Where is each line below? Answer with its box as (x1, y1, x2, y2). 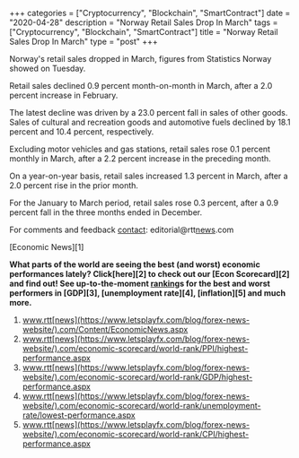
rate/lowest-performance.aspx (22, 410, 136, 420)
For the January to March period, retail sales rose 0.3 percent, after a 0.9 (9, 197, 279, 208)
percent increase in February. (9, 90, 119, 100)
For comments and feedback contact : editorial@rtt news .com (9, 224, 234, 235)
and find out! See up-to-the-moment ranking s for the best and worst (9, 278, 271, 289)
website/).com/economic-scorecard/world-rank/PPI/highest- (22, 343, 249, 353)
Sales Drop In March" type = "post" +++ (9, 36, 159, 47)
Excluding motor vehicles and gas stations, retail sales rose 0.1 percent (9, 143, 271, 154)
